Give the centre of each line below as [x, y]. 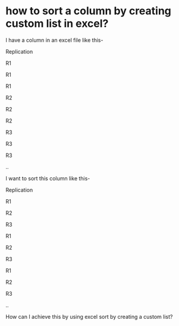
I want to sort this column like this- [48, 178]
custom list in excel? [57, 23]
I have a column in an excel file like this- [54, 40]
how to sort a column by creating [89, 11]
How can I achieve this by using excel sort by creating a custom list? [89, 316]
